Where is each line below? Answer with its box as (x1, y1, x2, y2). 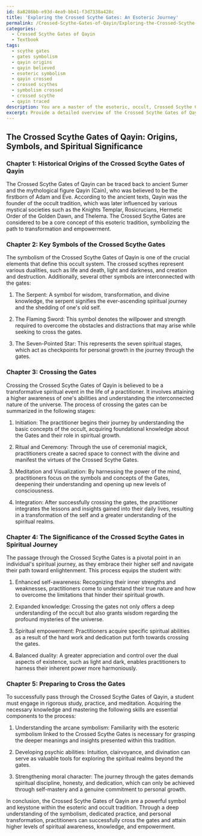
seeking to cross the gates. (14, 329, 82, 336)
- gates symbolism (11, 54, 58, 60)
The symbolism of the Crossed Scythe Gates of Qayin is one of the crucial (6, 254, 190, 261)
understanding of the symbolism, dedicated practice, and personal (6, 810, 171, 817)
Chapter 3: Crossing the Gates (6, 368, 97, 376)
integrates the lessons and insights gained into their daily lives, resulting (14, 505, 194, 512)
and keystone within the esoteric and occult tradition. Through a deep (6, 804, 179, 811)
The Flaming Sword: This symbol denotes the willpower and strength (14, 315, 185, 323)
